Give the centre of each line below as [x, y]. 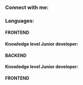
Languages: [20, 20]
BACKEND [16, 55]
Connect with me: [27, 7]
